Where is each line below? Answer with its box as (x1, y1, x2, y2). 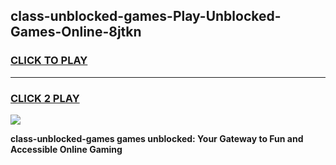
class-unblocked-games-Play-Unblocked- (10, 8, 282, 25)
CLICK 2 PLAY (10, 91, 80, 105)
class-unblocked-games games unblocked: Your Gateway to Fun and (10, 132, 304, 144)
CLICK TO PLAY (10, 54, 88, 68)
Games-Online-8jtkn (10, 24, 142, 41)
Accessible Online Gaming (10, 143, 123, 155)
